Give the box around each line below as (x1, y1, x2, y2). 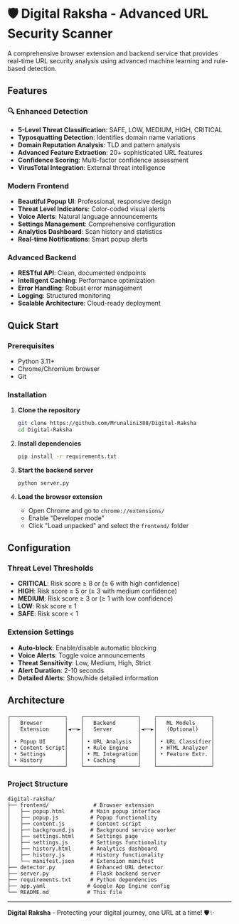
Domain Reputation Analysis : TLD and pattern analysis (17, 140, 181, 149)
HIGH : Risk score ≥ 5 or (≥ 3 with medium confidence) (17, 587, 178, 596)
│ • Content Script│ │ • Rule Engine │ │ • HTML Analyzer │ (7, 744, 215, 751)
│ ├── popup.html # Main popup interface (7, 807, 161, 815)
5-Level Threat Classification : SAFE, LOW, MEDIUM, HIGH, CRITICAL (17, 125, 223, 134)
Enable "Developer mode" (28, 513, 105, 522)
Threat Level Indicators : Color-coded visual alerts (17, 204, 166, 213)
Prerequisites (7, 340, 55, 350)
